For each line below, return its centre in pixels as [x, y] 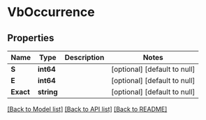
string [47, 92]
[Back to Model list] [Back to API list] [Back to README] [87, 109]
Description [84, 58]
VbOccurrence [51, 12]
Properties [31, 38]
